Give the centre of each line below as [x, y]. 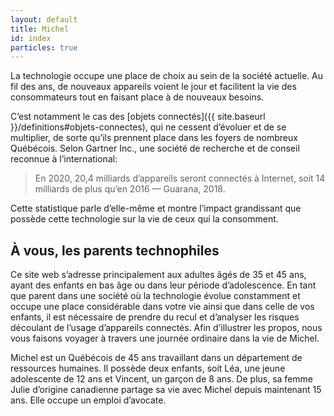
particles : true [44, 47]
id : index [31, 38]
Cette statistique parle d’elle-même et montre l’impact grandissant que [156, 208]
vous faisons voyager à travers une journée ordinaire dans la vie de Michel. [165, 338]
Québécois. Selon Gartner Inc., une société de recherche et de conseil [155, 148]
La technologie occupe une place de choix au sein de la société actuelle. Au [167, 76]
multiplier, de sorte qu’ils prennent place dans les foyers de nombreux [154, 138]
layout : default [44, 19]
